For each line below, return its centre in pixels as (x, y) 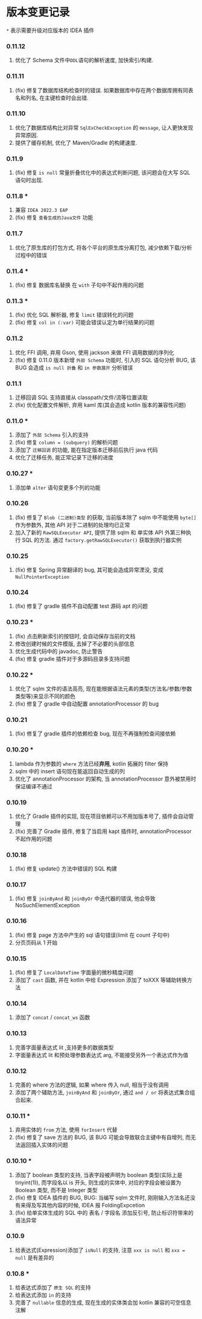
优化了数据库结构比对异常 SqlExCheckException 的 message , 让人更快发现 (104, 127)
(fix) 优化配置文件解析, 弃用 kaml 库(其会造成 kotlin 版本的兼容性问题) (100, 404)
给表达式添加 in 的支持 (43, 1295)
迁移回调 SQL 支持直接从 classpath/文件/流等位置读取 (81, 397)
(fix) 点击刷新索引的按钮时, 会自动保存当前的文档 (75, 636)
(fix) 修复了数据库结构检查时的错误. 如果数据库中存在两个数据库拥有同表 (104, 90)
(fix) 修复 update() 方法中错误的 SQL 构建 (66, 869)
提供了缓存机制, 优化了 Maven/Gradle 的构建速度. (76, 142)
